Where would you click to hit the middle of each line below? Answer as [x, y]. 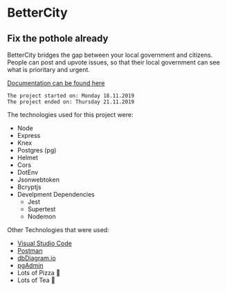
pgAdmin [30, 265]
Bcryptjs [29, 187]
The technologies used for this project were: [70, 115]
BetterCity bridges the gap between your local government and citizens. [110, 55]
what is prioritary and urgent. [48, 70]
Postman [30, 250]
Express [29, 135]
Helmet [27, 158]
